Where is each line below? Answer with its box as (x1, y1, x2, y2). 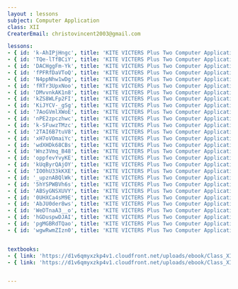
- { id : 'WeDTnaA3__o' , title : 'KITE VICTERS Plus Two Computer (7, 207, 201, 214)
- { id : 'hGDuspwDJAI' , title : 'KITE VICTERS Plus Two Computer (7, 213, 201, 221)
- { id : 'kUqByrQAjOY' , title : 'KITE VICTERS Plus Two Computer (7, 161, 201, 168)
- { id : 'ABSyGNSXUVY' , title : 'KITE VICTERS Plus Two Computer (7, 187, 201, 194)
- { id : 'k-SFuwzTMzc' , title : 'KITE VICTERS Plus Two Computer (7, 122, 201, 129)
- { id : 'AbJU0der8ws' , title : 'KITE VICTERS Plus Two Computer (7, 201, 201, 208)
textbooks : (7, 245, 40, 253)
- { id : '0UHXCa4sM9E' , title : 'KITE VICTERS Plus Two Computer (7, 194, 201, 201)
